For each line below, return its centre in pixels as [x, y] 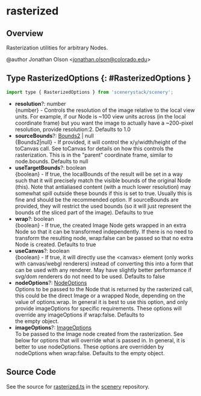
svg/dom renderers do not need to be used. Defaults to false [90, 276]
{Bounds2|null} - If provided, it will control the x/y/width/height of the [100, 142]
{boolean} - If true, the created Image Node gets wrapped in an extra [100, 225]
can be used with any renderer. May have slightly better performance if [103, 270]
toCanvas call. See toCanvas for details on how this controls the [94, 148]
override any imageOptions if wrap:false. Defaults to [79, 315]
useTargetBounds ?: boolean [51, 167]
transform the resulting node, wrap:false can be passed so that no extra [104, 238]
